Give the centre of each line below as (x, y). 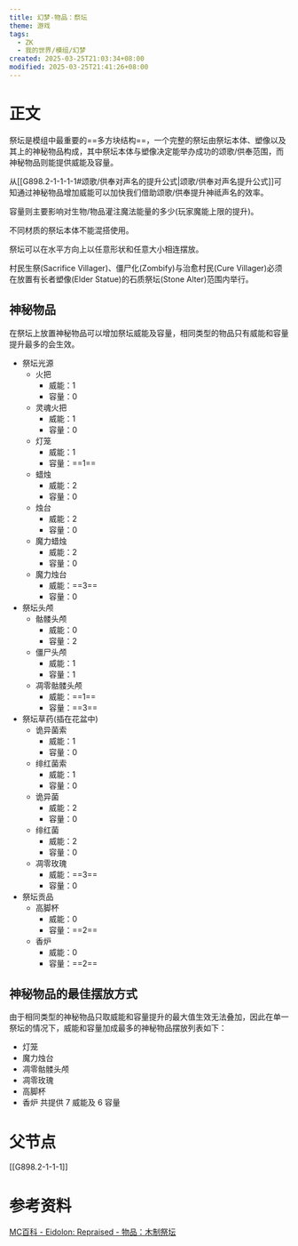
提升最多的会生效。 (44, 344)
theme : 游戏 (30, 26)
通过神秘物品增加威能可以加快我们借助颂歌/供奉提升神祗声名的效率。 (142, 192)
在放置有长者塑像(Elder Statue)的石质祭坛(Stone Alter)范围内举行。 (132, 279)
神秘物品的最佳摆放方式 (73, 994)
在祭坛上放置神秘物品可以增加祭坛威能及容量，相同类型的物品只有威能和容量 (149, 333)
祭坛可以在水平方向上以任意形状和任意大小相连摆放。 (106, 249)
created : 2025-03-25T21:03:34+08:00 (77, 59)
